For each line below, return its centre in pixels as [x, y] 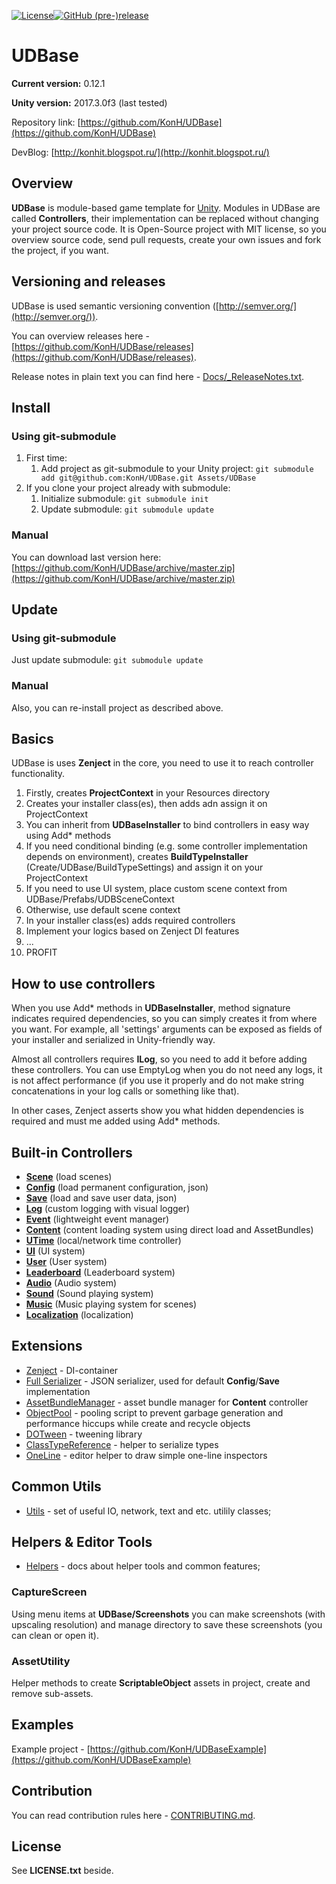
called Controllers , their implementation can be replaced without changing [165, 218]
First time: [46, 458]
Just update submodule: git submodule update [107, 660]
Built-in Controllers [72, 1152]
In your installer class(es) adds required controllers [130, 921]
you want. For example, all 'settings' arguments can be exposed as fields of [167, 1029]
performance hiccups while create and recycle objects [138, 1423]
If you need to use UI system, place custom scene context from [156, 889]
